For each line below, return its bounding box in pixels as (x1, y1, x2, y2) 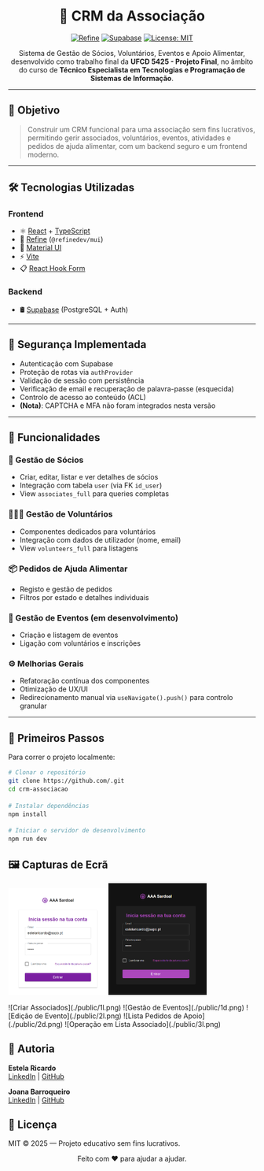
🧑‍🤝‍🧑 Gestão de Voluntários (8, 509, 113, 520)
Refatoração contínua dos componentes (19, 676, 150, 686)
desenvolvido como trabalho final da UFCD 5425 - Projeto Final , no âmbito (10, 57, 254, 66)
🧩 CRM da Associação (58, 7, 206, 25)
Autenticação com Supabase (19, 358, 114, 369)
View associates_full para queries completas (19, 489, 170, 498)
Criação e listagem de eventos (19, 630, 119, 640)
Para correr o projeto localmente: (8, 752, 115, 762)
